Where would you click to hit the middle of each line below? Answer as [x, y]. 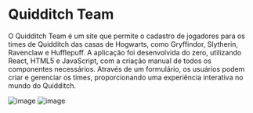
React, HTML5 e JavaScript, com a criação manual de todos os [110, 61]
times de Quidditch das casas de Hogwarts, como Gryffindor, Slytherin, [123, 44]
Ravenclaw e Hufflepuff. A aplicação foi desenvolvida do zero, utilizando [125, 52]
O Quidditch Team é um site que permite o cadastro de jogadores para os [127, 36]
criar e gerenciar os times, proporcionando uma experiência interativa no [126, 77]
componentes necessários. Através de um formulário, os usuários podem [127, 69]
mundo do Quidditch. [42, 85]
